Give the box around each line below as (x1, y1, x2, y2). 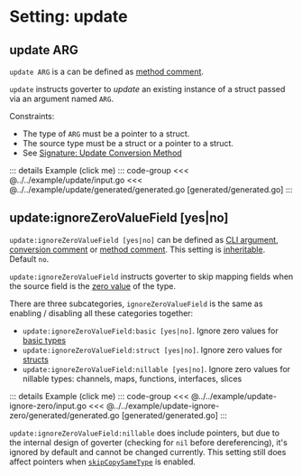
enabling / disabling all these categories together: (9, 307, 194, 318)
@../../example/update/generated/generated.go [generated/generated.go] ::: (9, 184, 293, 195)
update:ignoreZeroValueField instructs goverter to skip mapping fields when (9, 271, 294, 282)
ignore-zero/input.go (9, 400, 87, 411)
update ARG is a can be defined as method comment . (9, 66, 205, 77)
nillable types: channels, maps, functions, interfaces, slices (22, 373, 243, 384)
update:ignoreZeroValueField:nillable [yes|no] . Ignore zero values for (22, 363, 291, 374)
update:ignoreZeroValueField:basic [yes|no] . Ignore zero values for (22, 325, 279, 336)
